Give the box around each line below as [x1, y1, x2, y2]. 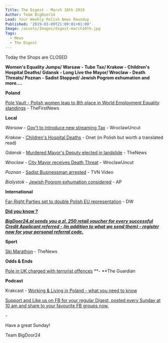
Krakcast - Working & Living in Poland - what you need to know [5, 287, 138, 293]
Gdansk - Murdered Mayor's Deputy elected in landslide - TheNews [5, 150, 147, 156]
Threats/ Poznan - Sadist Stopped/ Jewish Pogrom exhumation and [5, 74, 150, 81]
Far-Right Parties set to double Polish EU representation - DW [5, 198, 134, 205]
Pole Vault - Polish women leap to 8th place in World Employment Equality [5, 100, 160, 106]
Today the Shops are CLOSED [5, 54, 67, 60]
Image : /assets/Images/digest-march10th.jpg [5, 26, 101, 31]
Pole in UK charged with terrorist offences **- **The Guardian [5, 268, 136, 274]
